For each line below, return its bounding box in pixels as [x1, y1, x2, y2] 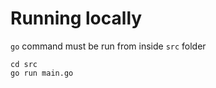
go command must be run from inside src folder [10, 40, 207, 52]
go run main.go [10, 68, 74, 78]
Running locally [10, 7, 143, 30]
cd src [10, 59, 38, 69]
